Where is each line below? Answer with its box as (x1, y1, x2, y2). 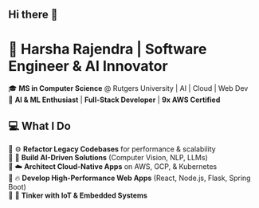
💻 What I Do (8, 119, 72, 132)
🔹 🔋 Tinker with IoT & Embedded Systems (8, 190, 147, 200)
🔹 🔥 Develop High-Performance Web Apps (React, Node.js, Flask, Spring (8, 173, 251, 183)
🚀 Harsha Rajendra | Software (8, 40, 207, 58)
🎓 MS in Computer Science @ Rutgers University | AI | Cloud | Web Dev (8, 84, 249, 93)
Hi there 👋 (8, 8, 58, 22)
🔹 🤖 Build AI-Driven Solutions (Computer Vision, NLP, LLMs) (8, 153, 209, 163)
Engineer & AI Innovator (8, 57, 169, 75)
